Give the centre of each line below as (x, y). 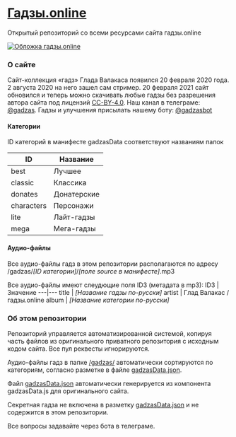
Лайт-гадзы (74, 217)
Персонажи (73, 206)
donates (24, 194)
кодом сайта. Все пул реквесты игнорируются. (78, 349)
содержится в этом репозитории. (58, 412)
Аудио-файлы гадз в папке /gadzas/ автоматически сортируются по (110, 362)
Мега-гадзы (75, 229)
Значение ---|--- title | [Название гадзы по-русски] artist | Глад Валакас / (118, 292)
